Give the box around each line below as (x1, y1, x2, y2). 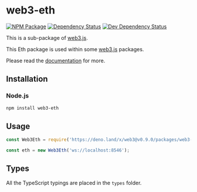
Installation (6, 74, 48, 84)
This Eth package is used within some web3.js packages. (6, 45, 144, 53)
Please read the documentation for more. (6, 57, 106, 64)
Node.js (6, 92, 29, 100)
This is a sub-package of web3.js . (6, 34, 88, 41)
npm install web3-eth (6, 105, 59, 111)
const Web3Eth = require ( (6, 137, 69, 143)
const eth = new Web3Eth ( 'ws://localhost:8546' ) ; (6, 147, 130, 153)
